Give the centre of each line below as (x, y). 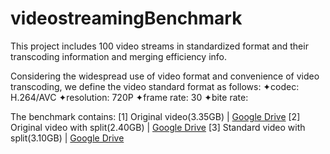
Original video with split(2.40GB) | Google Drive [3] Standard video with (158, 127)
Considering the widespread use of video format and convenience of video (165, 76)
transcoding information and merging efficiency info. (119, 56)
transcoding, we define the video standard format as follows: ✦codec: (155, 86)
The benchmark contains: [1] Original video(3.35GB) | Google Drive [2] (155, 116)
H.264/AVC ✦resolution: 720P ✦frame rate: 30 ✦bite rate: (129, 97)
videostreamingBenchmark (126, 18)
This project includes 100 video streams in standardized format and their (159, 46)
